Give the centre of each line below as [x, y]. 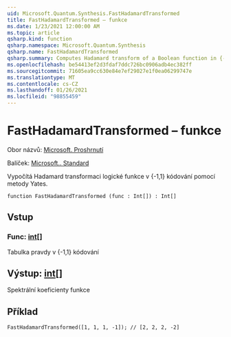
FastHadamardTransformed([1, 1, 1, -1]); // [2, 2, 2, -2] [93, 327]
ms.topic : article [33, 33]
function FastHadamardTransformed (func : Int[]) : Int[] [92, 196]
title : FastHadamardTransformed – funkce [67, 20]
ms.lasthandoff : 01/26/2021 [47, 90]
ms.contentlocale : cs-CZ [43, 84]
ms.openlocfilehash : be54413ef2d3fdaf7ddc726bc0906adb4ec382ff [100, 65]
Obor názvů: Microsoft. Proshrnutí [55, 149]
